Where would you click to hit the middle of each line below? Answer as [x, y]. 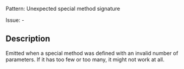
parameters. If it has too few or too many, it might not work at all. [85, 59]
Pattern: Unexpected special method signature [63, 9]
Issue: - [15, 20]
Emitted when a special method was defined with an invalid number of [92, 53]
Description [28, 39]
